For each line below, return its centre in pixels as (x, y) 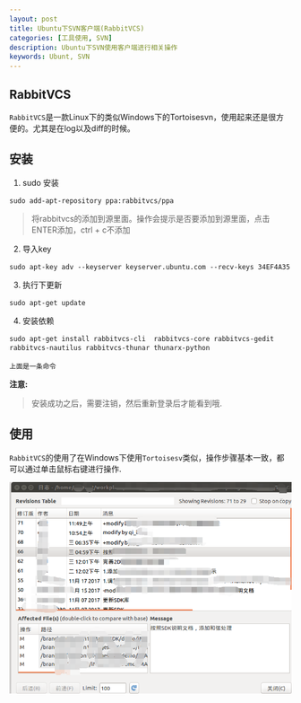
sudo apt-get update (48, 303)
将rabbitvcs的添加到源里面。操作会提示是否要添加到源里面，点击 (150, 218)
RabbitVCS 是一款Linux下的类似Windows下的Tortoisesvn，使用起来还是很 (143, 117)
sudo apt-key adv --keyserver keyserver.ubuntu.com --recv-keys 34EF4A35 (150, 267)
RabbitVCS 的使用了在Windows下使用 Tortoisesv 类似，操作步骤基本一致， (143, 457)
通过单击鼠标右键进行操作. (73, 469)
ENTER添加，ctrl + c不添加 (81, 230)
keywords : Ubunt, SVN (50, 57)
